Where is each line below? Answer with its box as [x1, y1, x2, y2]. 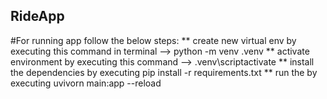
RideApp [10, 8, 65, 25]
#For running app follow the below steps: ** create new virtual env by [10, 34, 297, 46]
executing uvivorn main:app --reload [10, 77, 162, 89]
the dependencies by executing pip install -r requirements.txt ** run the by [10, 66, 318, 78]
